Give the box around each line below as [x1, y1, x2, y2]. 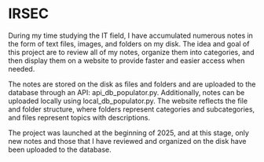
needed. [8, 64, 35, 73]
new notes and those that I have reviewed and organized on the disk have [8, 136, 247, 145]
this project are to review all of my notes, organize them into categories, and [8, 47, 255, 57]
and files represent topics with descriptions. [8, 112, 151, 122]
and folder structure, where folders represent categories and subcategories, [8, 104, 255, 114]
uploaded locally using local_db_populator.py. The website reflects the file [8, 96, 248, 105]
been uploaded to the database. [8, 145, 112, 154]
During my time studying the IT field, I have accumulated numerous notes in [8, 31, 254, 40]
